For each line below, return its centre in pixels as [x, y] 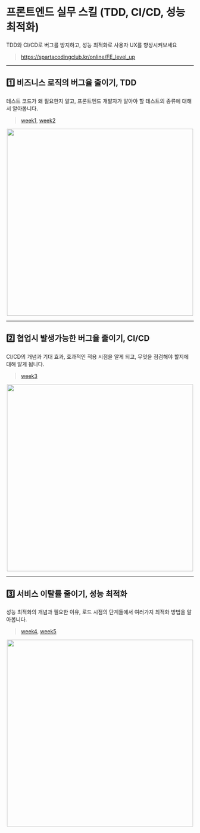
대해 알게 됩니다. [25, 364]
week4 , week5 [38, 631]
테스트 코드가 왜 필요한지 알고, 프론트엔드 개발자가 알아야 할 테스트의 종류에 [93, 101]
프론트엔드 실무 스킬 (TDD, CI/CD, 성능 [96, 12]
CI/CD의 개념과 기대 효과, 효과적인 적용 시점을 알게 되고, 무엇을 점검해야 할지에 [98, 356]
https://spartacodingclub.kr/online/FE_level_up [78, 57]
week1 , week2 [38, 120]
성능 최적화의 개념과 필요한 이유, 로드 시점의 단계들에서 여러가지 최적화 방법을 [96, 612]
